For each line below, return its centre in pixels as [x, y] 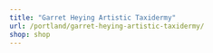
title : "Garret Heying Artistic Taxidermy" [93, 18]
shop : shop [30, 34]
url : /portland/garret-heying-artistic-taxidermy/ [107, 26]
